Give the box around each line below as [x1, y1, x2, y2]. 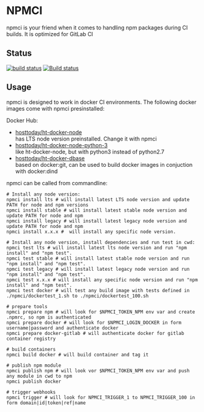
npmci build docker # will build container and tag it [6, 351, 149, 358]
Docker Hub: [6, 117, 38, 124]
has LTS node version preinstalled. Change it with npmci [15, 135, 157, 142]
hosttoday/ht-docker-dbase [15, 154, 85, 162]
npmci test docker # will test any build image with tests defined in [6, 287, 190, 293]
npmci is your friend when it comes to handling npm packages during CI [6, 24, 188, 31]
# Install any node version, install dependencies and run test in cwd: [6, 239, 195, 245]
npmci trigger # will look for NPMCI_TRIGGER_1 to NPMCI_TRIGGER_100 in [6, 394, 195, 400]
